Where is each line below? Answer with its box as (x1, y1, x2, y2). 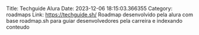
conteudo (6, 23, 30, 30)
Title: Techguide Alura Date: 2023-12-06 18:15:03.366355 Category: (6, 5, 173, 12)
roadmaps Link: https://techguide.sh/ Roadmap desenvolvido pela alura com (6, 11, 193, 18)
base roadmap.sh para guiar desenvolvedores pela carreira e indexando (6, 17, 183, 24)
